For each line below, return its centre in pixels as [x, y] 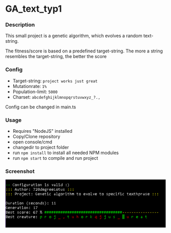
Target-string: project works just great [55, 81]
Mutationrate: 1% [30, 86]
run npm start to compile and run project [55, 158]
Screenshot [20, 171]
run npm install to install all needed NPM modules [66, 153]
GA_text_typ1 [34, 9]
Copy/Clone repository [36, 137]
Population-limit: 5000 [35, 92]
